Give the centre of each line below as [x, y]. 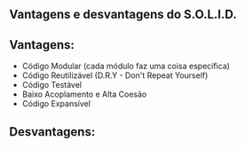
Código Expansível [56, 104]
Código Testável [52, 85]
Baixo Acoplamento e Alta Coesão [84, 94]
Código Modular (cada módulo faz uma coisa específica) [126, 66]
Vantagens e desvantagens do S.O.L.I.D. [123, 15]
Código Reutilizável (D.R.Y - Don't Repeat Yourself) [115, 75]
